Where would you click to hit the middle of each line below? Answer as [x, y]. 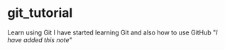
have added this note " [40, 39]
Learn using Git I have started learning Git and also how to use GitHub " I [112, 32]
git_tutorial [40, 13]
